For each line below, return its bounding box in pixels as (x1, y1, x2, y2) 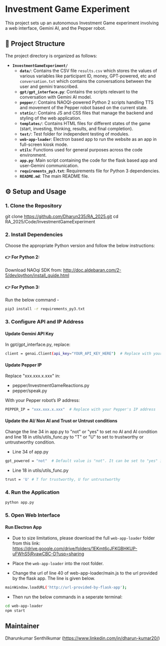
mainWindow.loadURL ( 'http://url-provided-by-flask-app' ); (5, 585, 127, 590)
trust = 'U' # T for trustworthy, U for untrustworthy (5, 477, 121, 482)
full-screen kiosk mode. (19, 141, 68, 147)
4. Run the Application (5, 489, 60, 496)
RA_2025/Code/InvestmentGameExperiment (5, 219, 95, 225)
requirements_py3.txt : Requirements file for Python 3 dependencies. (19, 168, 160, 174)
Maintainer (5, 622, 40, 631)
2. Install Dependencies (5, 231, 63, 238)
